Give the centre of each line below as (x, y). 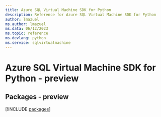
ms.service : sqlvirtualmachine (38, 43)
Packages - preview (37, 97)
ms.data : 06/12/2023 (27, 29)
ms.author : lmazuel (26, 24)
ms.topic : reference (27, 33)
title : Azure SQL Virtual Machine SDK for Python (58, 10)
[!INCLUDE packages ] (28, 109)
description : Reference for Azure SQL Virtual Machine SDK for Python (81, 15)
